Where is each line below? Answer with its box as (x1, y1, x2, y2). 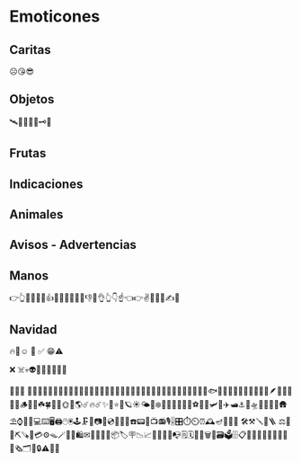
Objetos (9, 92, 55, 107)
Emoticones (9, 6, 101, 27)
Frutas (9, 146, 47, 161)
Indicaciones (9, 176, 84, 191)
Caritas (9, 42, 51, 58)
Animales (9, 207, 64, 222)
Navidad (9, 322, 58, 337)
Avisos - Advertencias (9, 237, 137, 253)
